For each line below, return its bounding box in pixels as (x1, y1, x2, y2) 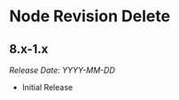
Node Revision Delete (9, 6, 171, 27)
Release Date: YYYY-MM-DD (9, 65, 115, 75)
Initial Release (21, 82, 74, 92)
